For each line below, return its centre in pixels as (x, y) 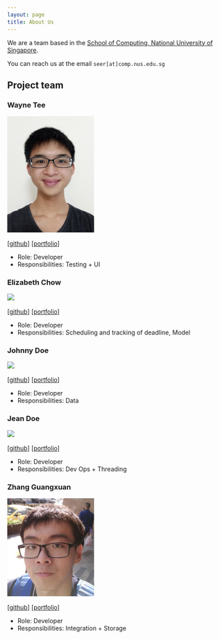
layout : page (26, 15)
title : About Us (31, 22)
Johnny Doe (28, 350)
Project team (35, 85)
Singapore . (23, 50)
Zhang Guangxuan (39, 487)
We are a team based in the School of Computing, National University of (110, 42)
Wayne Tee (27, 105)
